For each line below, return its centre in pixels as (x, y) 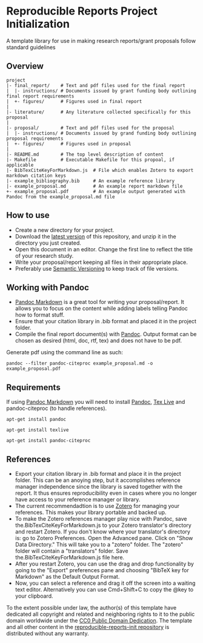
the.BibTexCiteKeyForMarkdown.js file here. (70, 557)
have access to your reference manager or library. (78, 500)
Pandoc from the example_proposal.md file (61, 197)
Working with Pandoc (48, 287)
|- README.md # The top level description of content (85, 154)
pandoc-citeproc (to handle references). (57, 408)
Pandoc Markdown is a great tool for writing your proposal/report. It (100, 302)
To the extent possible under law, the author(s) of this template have (92, 608)
